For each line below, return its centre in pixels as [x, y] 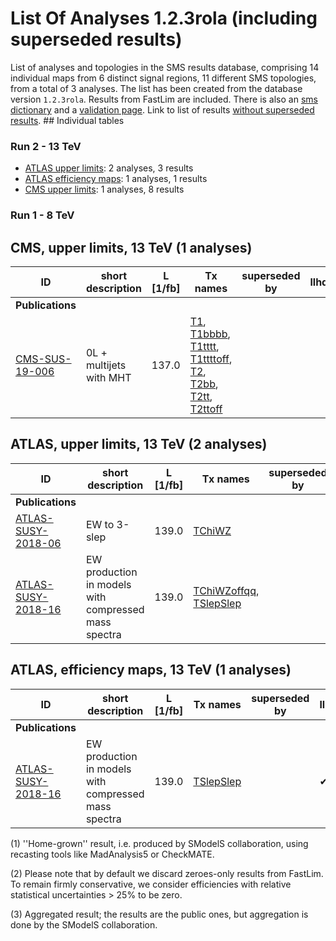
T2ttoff [206, 409]
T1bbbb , [210, 334]
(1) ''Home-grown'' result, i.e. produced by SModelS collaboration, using [159, 843]
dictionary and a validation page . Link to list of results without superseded [162, 109]
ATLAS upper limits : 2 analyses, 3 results [109, 168]
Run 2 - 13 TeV [46, 146]
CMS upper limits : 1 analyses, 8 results [104, 189]
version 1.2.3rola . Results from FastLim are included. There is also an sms [164, 99]
